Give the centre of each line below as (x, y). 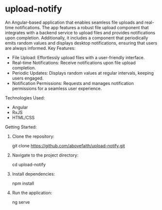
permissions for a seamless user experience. (57, 88)
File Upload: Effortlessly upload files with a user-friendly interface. (78, 57)
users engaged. (28, 78)
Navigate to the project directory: (45, 155)
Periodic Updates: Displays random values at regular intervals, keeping (83, 73)
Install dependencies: (33, 174)
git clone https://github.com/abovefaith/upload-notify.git (68, 145)
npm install (23, 183)
